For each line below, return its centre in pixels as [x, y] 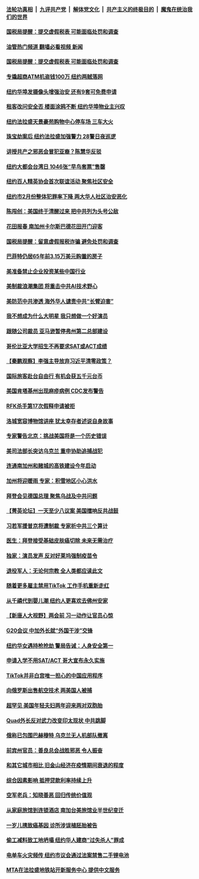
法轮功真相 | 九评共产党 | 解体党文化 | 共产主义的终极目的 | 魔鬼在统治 [97, 9]
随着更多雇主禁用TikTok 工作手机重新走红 [58, 586]
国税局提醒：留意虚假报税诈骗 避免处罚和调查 [62, 241]
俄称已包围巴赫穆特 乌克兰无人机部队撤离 [57, 736]
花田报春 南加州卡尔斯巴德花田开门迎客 [55, 226]
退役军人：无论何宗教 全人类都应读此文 [55, 570]
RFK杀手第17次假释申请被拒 [41, 406]
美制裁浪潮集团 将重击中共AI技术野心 [52, 286]
